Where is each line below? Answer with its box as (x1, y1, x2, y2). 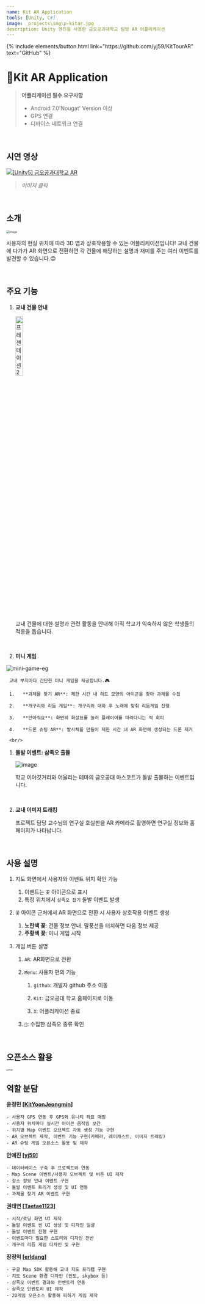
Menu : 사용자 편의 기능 (24, 968, 76, 976)
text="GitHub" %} (6, 50, 51, 57)
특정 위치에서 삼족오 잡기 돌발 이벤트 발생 (24, 896, 120, 904)
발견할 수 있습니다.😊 (6, 254, 56, 262)
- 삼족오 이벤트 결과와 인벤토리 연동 (6, 1280, 86, 1286)
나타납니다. (36, 827, 63, 834)
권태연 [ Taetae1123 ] (6, 1203, 56, 1210)
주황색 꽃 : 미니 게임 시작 (24, 930, 81, 937)
